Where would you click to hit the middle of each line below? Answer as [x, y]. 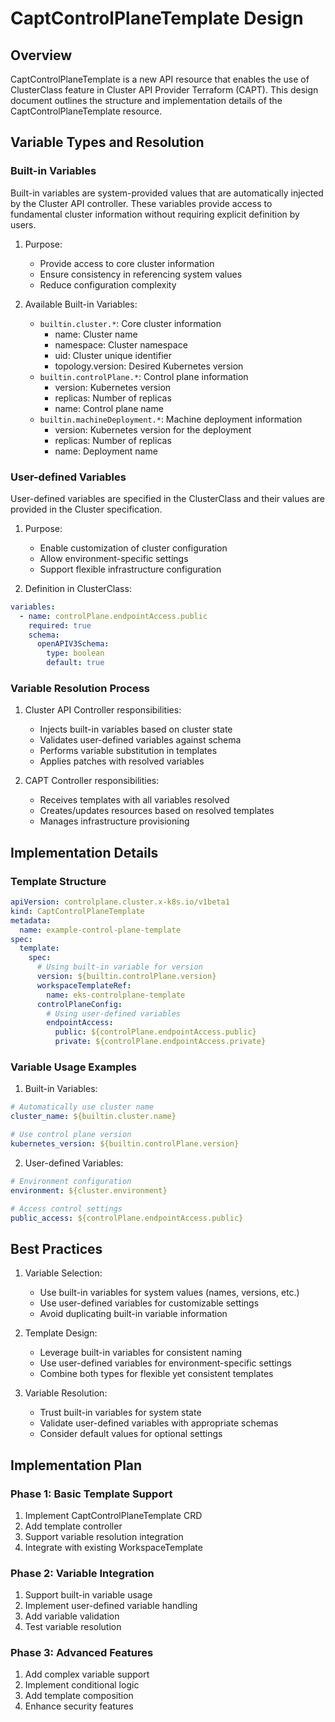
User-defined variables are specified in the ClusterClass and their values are [167, 498]
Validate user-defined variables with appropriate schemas [159, 1423]
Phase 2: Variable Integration [82, 1573]
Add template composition [79, 1696]
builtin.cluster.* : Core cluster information [130, 323]
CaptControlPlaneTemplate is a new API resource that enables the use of [160, 79]
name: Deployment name [106, 451]
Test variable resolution [73, 1627]
